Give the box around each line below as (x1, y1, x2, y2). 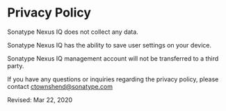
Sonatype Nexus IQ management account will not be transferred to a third (7, 54, 219, 63)
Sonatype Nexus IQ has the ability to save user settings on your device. (7, 41, 212, 49)
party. (7, 61, 24, 70)
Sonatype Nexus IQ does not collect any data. (7, 28, 139, 36)
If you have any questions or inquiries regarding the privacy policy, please (7, 74, 219, 83)
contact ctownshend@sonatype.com (7, 82, 113, 90)
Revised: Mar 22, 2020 (7, 95, 73, 104)
